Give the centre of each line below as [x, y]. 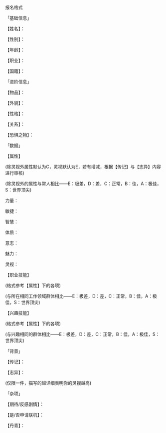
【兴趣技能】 [18, 313]
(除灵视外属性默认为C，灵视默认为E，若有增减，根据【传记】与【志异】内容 [83, 167]
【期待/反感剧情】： [25, 404]
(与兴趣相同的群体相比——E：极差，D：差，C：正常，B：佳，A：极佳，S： [83, 334]
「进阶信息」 [18, 82]
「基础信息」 [18, 18]
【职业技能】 [18, 275]
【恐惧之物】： [19, 135]
